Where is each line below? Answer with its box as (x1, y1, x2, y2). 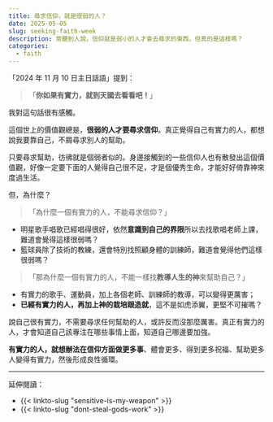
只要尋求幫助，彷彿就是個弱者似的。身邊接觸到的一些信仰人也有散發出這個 (8, 152, 258, 162)
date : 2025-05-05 (8, 20, 67, 28)
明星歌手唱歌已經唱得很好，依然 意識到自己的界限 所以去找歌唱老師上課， (19, 224, 262, 234)
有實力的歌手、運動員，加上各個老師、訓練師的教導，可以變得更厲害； (19, 289, 256, 299)
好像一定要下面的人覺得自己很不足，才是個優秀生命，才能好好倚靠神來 (29, 163, 265, 172)
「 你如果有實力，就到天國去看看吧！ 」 (28, 90, 157, 100)
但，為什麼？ (8, 190, 51, 199)
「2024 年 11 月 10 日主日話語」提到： (8, 73, 136, 82)
